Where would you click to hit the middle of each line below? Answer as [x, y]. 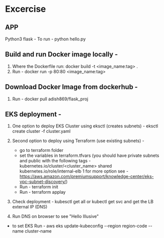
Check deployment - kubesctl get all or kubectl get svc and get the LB [83, 202]
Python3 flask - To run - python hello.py [46, 39]
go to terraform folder [41, 150]
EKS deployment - [33, 114]
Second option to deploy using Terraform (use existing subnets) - [78, 141]
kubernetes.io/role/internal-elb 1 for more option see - [74, 171]
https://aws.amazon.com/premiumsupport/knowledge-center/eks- [87, 177]
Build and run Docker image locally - [62, 54]
